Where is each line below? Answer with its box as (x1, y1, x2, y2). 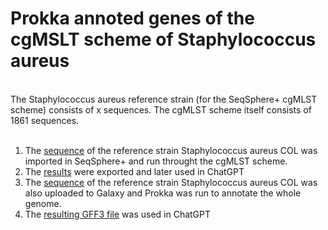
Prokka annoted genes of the (10, 7, 255, 30)
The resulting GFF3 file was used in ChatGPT (24, 208, 212, 220)
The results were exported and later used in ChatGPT (24, 165, 245, 177)
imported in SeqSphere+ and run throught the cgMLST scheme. (24, 155, 288, 167)
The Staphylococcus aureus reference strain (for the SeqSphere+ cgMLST (10, 93, 318, 105)
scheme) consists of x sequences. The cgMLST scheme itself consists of (10, 103, 312, 116)
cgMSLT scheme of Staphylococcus (10, 28, 317, 51)
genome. (24, 197, 62, 209)
